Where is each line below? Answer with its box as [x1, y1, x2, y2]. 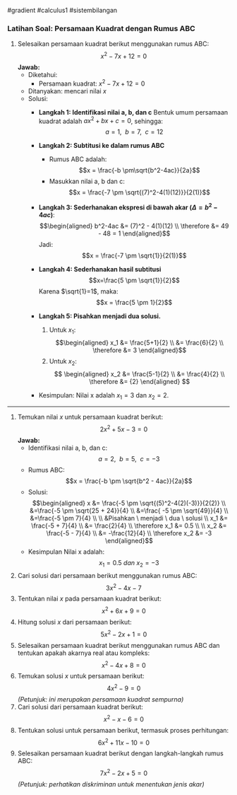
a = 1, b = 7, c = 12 [105, 127, 164, 137]
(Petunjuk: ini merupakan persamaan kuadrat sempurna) [17, 695, 184, 704]
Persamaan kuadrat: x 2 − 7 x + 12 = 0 [38, 78, 145, 88]
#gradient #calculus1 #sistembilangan [7, 6, 118, 14]
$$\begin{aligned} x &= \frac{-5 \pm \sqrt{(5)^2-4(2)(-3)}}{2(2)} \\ [32, 499, 226, 507]
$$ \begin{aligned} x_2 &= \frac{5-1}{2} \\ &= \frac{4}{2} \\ [54, 369, 225, 378]
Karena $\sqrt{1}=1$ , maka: [38, 286, 119, 296]
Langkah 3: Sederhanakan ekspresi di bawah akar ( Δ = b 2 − [38, 202, 218, 211]
